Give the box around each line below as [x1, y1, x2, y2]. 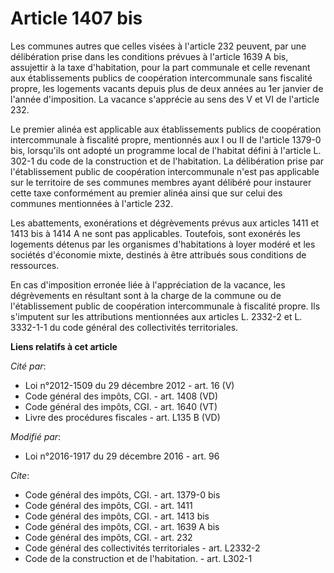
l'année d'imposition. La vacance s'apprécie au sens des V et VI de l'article [10, 93, 320, 105]
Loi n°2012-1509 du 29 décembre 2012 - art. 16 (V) [24, 379, 235, 391]
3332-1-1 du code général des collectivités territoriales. [10, 321, 239, 333]
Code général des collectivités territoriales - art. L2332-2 [24, 542, 261, 554]
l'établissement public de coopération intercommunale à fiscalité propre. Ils [10, 300, 321, 312]
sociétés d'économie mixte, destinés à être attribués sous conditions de [10, 248, 307, 261]
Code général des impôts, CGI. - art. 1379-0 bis [24, 488, 221, 501]
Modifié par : [10, 430, 62, 442]
